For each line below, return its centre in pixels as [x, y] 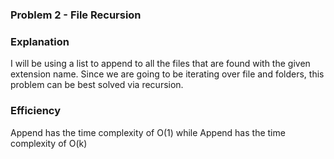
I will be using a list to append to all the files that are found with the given [160, 64]
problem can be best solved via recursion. [97, 85]
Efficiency [36, 111]
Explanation [40, 41]
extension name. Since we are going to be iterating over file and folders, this [167, 74]
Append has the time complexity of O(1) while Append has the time [148, 132]
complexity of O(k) [49, 143]
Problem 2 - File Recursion [76, 15]
